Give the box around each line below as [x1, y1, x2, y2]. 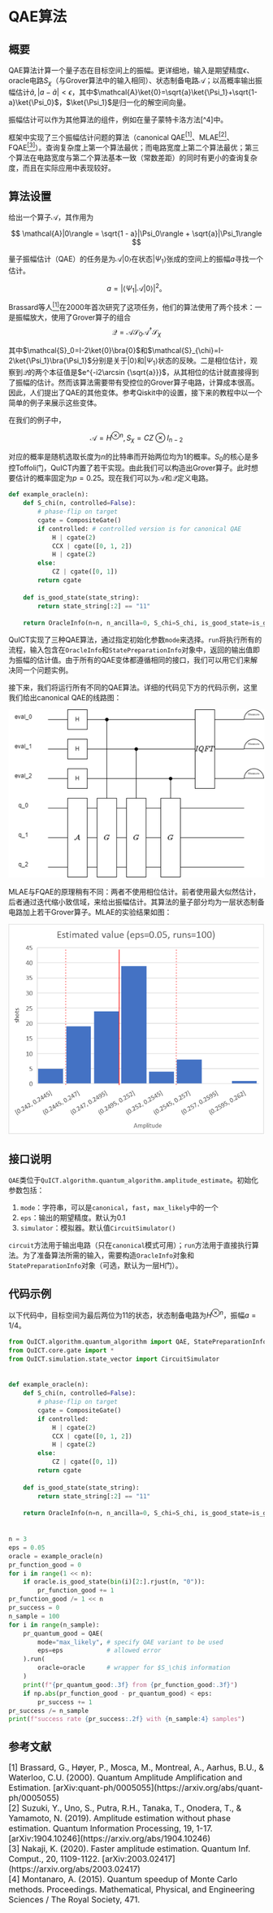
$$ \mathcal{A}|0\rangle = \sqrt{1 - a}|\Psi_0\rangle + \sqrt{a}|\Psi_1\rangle [11, 229, 262, 238]
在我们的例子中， [8, 416, 66, 425]
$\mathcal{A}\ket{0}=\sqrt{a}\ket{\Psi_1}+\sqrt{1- [93, 87, 258, 97]
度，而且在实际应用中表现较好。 [8, 163, 115, 173]
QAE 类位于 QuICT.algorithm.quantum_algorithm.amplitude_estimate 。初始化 [8, 1175, 258, 1185]
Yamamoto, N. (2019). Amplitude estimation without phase [8, 1813, 232, 1824]
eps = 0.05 [8, 1543, 45, 1552]
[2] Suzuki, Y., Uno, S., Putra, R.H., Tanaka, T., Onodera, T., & [8, 1802, 242, 1814]
